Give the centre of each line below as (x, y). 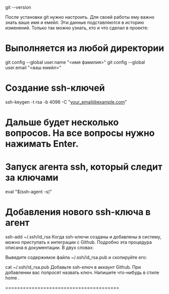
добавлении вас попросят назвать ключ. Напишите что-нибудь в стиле (82, 272)
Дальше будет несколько (62, 122)
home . (13, 278)
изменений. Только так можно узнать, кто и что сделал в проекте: (77, 28)
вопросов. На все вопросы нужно (80, 133)
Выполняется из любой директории (85, 48)
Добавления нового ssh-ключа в (78, 212)
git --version (18, 7)
